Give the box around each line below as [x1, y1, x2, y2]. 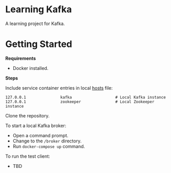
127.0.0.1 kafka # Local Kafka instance [5, 94, 166, 100]
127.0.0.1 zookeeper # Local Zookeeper [5, 99, 155, 104]
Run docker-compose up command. [12, 143, 85, 149]
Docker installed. [12, 65, 49, 71]
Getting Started [5, 38, 73, 50]
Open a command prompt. [12, 132, 69, 138]
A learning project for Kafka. [5, 20, 65, 27]
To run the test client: [5, 153, 50, 159]
